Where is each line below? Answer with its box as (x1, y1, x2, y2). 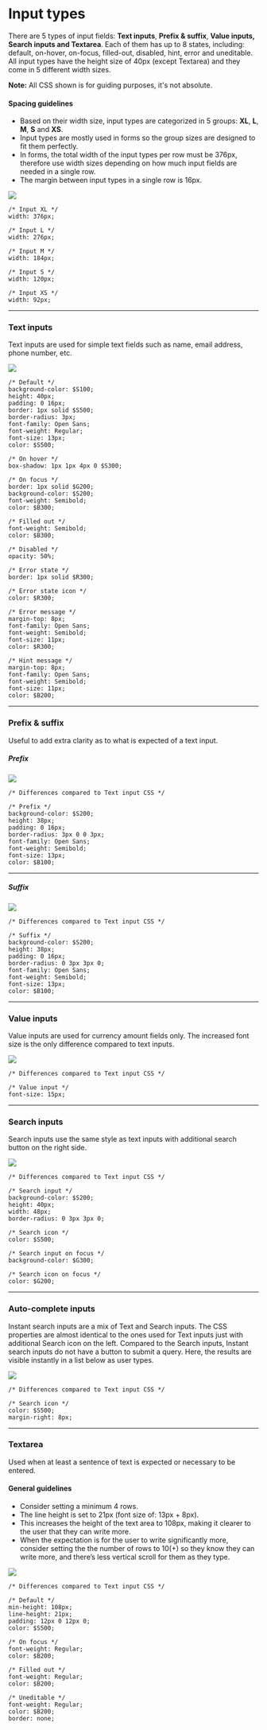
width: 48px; (8, 1208, 52, 1216)
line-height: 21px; (8, 1611, 73, 1619)
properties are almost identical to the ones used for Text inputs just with (8, 1329, 244, 1340)
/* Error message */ (8, 608, 77, 616)
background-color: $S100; (8, 386, 94, 394)
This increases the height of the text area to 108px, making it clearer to (19, 1519, 252, 1528)
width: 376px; (8, 212, 56, 221)
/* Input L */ (8, 227, 56, 235)
